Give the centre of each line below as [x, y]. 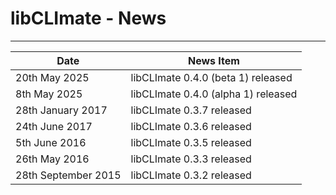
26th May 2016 [52, 159]
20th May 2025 [52, 77]
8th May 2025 [49, 94]
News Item [213, 60]
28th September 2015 [68, 175]
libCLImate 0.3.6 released [191, 126]
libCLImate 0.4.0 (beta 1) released [211, 77]
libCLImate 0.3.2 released [191, 175]
